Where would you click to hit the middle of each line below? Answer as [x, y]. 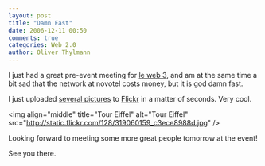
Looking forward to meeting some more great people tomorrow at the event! [133, 138]
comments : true [33, 38]
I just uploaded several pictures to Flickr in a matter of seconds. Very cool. [130, 99]
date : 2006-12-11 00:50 [48, 30]
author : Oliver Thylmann [49, 52]
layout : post [30, 15]
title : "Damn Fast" [41, 23]
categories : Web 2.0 [43, 45]
